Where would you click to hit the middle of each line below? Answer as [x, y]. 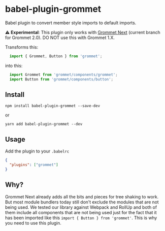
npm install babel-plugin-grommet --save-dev [52, 106]
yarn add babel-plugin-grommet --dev [44, 124]
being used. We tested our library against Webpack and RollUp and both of [81, 207]
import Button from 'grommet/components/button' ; [61, 79]
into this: [14, 66]
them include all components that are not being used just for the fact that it [81, 212]
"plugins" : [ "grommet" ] [34, 165]
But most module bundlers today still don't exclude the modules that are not [82, 202]
